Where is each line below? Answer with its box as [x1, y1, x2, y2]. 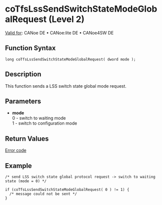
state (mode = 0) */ [5, 179, 47, 184]
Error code [5, 148, 27, 153]
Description [5, 70, 41, 78]
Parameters [5, 97, 41, 105]
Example [5, 162, 32, 170]
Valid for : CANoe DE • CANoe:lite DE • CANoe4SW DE [5, 30, 114, 36]
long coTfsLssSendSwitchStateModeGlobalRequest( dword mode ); [5, 57, 136, 62]
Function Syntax [5, 44, 56, 52]
